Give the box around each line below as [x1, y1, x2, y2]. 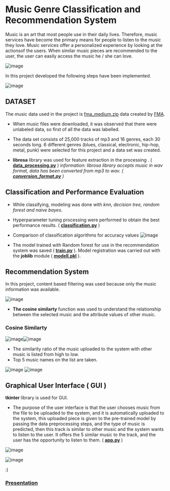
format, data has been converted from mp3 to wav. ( [12, 167, 124, 174]
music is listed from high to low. [12, 351, 79, 357]
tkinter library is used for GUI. [5, 395, 68, 401]
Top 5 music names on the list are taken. [12, 356, 98, 363]
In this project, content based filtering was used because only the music [5, 281, 157, 287]
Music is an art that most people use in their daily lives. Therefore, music [5, 31, 158, 37]
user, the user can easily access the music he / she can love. [5, 53, 133, 59]
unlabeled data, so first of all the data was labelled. [12, 126, 120, 132]
